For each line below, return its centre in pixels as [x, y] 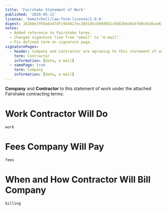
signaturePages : [22, 47]
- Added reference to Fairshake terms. [51, 33]
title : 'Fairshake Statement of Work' [45, 10]
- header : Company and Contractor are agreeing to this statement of [83, 51]
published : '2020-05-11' [31, 14]
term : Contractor [32, 56]
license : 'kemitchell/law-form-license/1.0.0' [54, 19]
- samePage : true [28, 65]
